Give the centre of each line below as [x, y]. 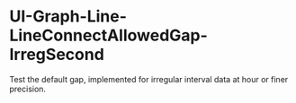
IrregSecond [57, 55]
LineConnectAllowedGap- [109, 35]
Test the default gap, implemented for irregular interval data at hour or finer [149, 79]
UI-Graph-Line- [68, 17]
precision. [28, 89]
